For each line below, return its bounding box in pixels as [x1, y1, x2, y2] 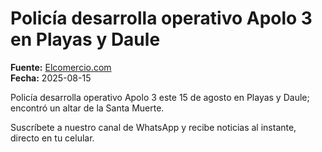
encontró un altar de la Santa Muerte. [10, 102, 165, 114]
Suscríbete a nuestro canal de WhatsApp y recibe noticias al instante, [10, 121, 297, 133]
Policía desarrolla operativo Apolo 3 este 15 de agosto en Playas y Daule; [10, 91, 310, 103]
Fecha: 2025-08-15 [10, 72, 92, 84]
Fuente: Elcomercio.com [10, 61, 112, 73]
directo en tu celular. [10, 132, 95, 144]
